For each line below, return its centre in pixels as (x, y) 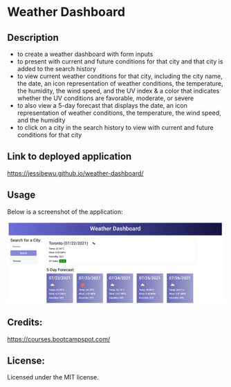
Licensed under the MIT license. (53, 377)
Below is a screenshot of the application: (65, 211)
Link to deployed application (70, 157)
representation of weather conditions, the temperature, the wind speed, (119, 113)
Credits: (25, 322)
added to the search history (57, 69)
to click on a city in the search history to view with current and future (115, 128)
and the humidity (41, 120)
